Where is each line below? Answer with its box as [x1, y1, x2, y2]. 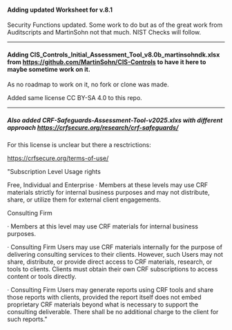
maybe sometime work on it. [7, 65, 91, 73]
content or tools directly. [7, 273, 77, 281]
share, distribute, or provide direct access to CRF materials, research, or [7, 258, 213, 266]
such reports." [7, 315, 48, 324]
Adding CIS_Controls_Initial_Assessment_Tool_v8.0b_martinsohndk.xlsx [7, 50, 220, 59]
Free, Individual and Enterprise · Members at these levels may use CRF [7, 181, 209, 189]
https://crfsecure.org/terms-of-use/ [7, 154, 109, 162]
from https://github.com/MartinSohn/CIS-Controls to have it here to [7, 57, 206, 66]
